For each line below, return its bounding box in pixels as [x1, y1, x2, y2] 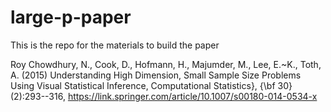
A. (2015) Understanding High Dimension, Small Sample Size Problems [10, 69, 302, 81]
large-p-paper [10, 6, 132, 29]
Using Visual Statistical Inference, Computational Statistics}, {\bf [10, 79, 276, 91]
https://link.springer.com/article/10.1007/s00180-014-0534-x [67, 90, 318, 102]
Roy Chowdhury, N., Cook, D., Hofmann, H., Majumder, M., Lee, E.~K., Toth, [10, 58, 322, 70]
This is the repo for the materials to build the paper [10, 39, 220, 51]
